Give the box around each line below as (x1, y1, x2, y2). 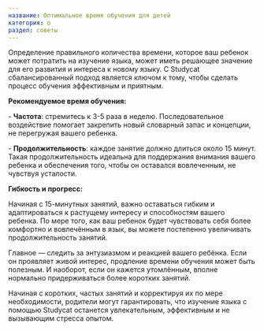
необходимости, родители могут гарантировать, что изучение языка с (8, 297, 247, 307)
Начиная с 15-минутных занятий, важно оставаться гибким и (8, 199, 215, 209)
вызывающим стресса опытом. (8, 314, 114, 323)
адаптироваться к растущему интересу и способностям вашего (8, 208, 225, 218)
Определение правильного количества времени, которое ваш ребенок (8, 48, 249, 58)
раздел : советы (8, 26, 58, 34)
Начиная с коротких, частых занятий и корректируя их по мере (8, 288, 223, 298)
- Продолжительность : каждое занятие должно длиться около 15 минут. (8, 143, 256, 154)
